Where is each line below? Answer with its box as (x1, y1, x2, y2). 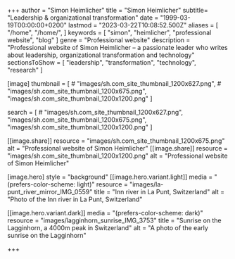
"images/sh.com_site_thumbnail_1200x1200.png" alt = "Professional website (7, 151, 228, 160)
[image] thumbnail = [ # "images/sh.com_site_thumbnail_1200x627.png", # (7, 80, 222, 87)
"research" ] (7, 66, 44, 74)
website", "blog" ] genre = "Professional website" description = (7, 36, 191, 44)
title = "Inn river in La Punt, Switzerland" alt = (94, 188, 225, 196)
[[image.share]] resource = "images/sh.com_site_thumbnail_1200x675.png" (7, 137, 225, 145)
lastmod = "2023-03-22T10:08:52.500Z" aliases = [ (68, 21, 219, 29)
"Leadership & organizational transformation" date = (7, 13, 159, 22)
